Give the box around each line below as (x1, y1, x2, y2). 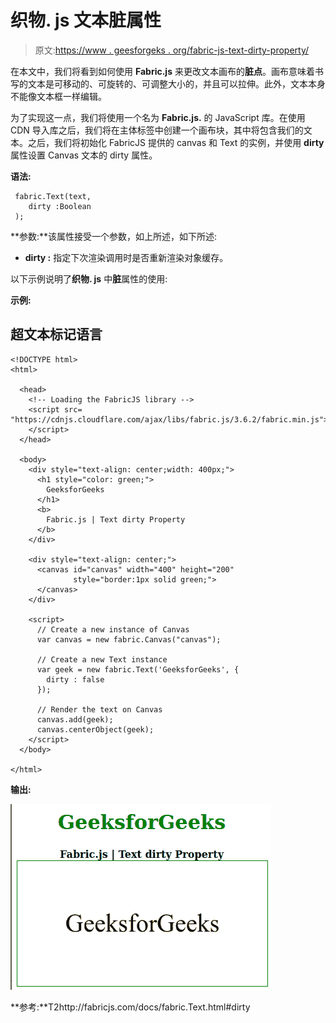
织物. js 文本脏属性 (10, 9, 162, 32)
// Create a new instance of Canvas (36, 624, 190, 635)
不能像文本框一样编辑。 (10, 90, 107, 102)
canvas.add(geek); (36, 714, 114, 725)
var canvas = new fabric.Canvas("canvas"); (36, 634, 222, 645)
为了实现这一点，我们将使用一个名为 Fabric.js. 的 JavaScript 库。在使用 (10, 111, 306, 123)
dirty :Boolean (28, 201, 92, 211)
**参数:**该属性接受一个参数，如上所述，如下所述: (10, 230, 218, 242)
